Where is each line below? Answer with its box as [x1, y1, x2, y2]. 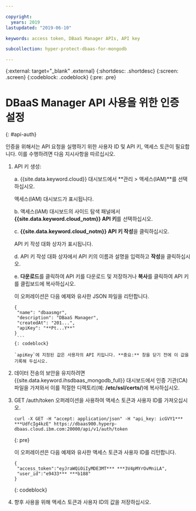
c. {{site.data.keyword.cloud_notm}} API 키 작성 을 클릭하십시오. [14, 228, 170, 235]
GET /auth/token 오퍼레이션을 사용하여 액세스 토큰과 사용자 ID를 [14, 397, 163, 404]
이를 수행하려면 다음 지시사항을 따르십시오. [18, 150, 116, 158]
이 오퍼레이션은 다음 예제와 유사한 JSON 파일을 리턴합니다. [14, 293, 150, 300]
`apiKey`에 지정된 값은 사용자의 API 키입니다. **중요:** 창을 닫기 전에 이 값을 [14, 352, 189, 358]
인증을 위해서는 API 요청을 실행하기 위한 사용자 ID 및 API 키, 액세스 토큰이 [5, 143, 174, 150]
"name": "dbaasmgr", [16, 310, 67, 316]
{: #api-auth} [5, 131, 37, 138]
